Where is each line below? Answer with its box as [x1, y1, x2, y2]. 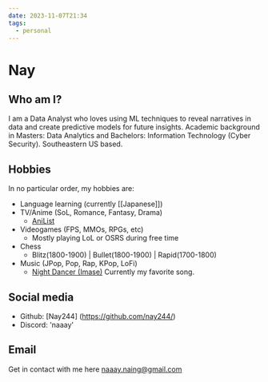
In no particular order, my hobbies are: [8, 184, 134, 193]
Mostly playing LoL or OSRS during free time [31, 233, 179, 243]
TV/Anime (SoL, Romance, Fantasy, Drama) [19, 208, 162, 217]
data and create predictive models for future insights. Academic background [8, 122, 260, 132]
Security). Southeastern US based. [8, 139, 123, 149]
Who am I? [8, 93, 62, 106]
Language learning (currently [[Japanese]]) [19, 199, 163, 209]
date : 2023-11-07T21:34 [8, 11, 88, 20]
